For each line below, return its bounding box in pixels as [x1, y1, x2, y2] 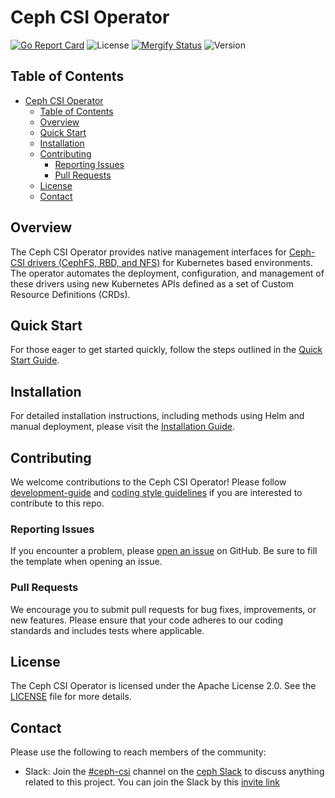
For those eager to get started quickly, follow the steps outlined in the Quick [10, 344, 323, 356]
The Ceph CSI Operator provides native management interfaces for [10, 246, 287, 258]
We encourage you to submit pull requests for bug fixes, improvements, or [10, 603, 317, 615]
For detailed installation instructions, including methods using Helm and [10, 410, 305, 422]
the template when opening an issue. [10, 556, 163, 568]
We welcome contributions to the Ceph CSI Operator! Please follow [10, 476, 287, 488]
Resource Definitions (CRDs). [10, 288, 131, 300]
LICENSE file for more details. [10, 691, 132, 703]
